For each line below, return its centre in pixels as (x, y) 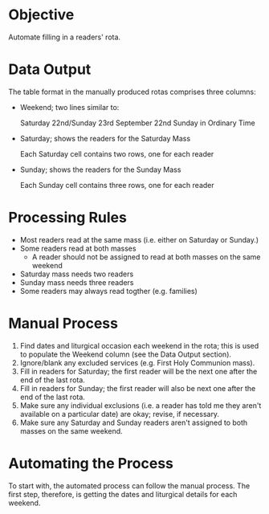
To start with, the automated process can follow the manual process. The (129, 485)
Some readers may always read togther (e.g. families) (109, 291)
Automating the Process (91, 463)
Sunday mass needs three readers (77, 282)
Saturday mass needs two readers (77, 274)
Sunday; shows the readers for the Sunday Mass (100, 169)
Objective (41, 15)
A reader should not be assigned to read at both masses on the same (146, 257)
